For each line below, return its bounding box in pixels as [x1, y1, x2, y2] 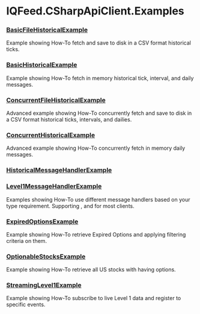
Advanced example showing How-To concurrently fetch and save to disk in [6, 109, 192, 117]
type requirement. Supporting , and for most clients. [6, 202, 135, 209]
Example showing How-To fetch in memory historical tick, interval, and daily [6, 74, 194, 82]
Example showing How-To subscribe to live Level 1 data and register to [6, 295, 181, 302]
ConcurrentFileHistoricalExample [6, 96, 106, 104]
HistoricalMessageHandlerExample [6, 166, 112, 174]
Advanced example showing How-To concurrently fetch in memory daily [6, 144, 186, 152]
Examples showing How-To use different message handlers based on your [6, 195, 190, 203]
